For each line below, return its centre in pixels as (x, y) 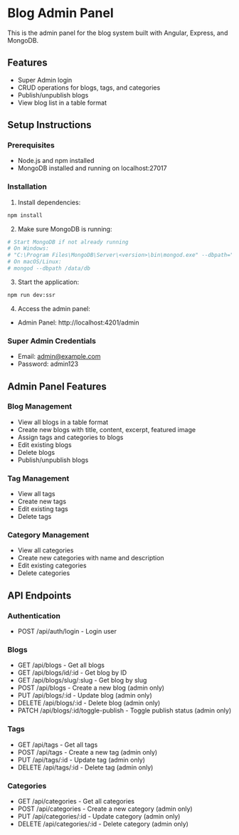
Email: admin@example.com (59, 357)
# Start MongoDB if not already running (68, 242)
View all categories (46, 550)
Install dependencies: (49, 202)
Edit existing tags (43, 509)
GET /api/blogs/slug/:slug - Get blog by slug (82, 681)
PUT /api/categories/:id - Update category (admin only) (99, 816)
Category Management (48, 535)
